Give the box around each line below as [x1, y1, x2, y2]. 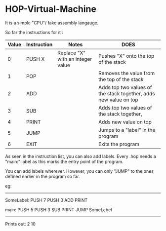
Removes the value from [98, 70, 155, 77]
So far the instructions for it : [5, 29, 63, 35]
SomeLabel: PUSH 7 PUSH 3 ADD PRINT [5, 197, 88, 203]
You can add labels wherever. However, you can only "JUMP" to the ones [5, 168, 154, 174]
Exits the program [98, 141, 140, 148]
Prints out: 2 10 [5, 221, 36, 227]
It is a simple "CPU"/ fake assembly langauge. [5, 20, 99, 26]
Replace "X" [57, 49, 85, 56]
